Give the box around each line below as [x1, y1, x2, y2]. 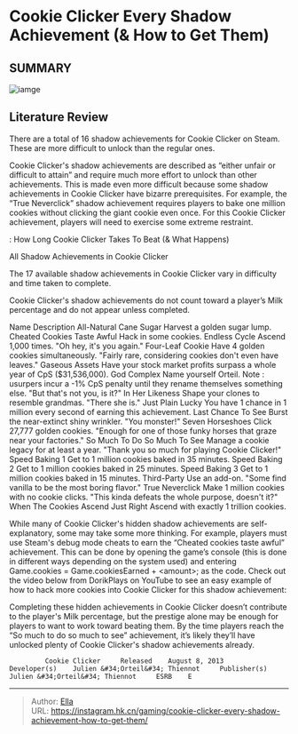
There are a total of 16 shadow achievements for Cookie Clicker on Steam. [9, 133, 280, 144]
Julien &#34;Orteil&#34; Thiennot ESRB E [9, 672, 192, 681]
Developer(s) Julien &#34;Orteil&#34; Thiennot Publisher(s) [9, 664, 268, 673]
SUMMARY [9, 60, 73, 76]
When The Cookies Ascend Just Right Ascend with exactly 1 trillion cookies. [9, 500, 286, 512]
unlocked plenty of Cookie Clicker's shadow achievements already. [9, 639, 255, 650]
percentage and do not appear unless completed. [9, 304, 191, 315]
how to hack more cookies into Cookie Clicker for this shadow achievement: [9, 584, 286, 594]
